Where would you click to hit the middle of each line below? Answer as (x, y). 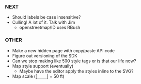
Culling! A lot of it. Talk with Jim (43, 22)
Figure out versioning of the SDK (45, 56)
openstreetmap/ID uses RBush (50, 28)
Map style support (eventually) (43, 66)
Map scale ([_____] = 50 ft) (38, 76)
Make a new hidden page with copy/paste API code (63, 50)
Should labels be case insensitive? (46, 17)
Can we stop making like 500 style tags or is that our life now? (74, 61)
